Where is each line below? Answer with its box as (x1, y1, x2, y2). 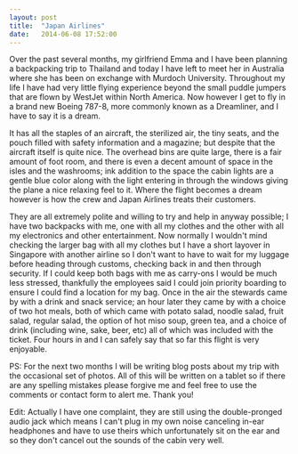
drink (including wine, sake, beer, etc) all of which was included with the (9, 325, 274, 336)
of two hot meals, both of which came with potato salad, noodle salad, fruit (9, 306, 284, 317)
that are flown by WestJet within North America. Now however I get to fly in (9, 92, 286, 102)
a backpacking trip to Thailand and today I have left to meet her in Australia (9, 63, 285, 74)
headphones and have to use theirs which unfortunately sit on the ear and (9, 426, 280, 436)
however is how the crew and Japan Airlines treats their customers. (9, 194, 256, 205)
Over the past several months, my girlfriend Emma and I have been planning (9, 54, 287, 65)
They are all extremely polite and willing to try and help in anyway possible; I (9, 211, 289, 223)
